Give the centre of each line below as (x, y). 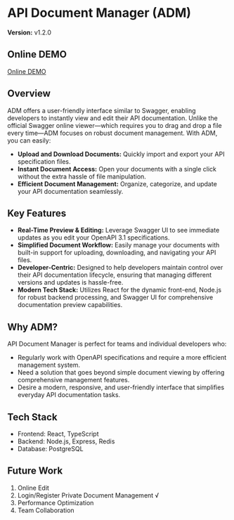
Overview (29, 94)
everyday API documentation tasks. (69, 395)
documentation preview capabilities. (70, 305)
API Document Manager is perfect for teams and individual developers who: (117, 344)
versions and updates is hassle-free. (70, 282)
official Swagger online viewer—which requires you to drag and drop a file (115, 125)
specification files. (44, 161)
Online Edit (33, 488)
